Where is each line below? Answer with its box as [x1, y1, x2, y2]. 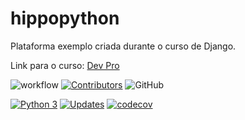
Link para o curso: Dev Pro [10, 59, 120, 71]
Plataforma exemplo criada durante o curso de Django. [10, 40, 237, 52]
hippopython [10, 7, 120, 30]
